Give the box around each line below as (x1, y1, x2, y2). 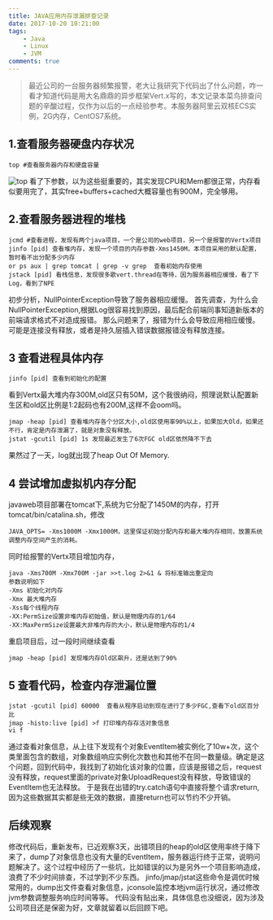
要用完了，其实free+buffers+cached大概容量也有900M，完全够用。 (15, 186, 243, 196)
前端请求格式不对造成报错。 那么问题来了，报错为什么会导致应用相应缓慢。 (8, 315, 260, 325)
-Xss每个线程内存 (8, 604, 59, 613)
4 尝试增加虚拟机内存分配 (8, 477, 136, 491)
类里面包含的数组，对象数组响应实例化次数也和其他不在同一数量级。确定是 (8, 752, 258, 761)
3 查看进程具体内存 (8, 351, 104, 364)
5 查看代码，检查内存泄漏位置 (8, 678, 157, 692)
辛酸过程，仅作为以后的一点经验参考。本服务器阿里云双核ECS (42, 101, 249, 111)
